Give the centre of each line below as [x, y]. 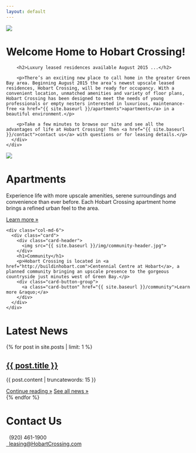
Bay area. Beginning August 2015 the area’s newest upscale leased [90, 83]
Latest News [37, 331]
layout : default [26, 11]
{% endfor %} [23, 398]
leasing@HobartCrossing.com [45, 444]
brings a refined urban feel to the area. [53, 208]
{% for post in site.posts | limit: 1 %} [49, 347]
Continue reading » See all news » [48, 391]
